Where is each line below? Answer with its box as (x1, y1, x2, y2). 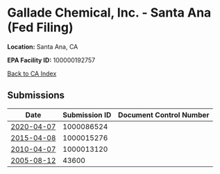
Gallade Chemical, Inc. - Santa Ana (7, 5, 212, 21)
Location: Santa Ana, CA (7, 42, 78, 51)
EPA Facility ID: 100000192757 (7, 55, 96, 64)
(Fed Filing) (7, 19, 74, 35)
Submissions (7, 89, 65, 101)
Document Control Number (117, 110, 210, 119)
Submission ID (62, 110, 112, 119)
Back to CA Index (7, 69, 57, 78)
